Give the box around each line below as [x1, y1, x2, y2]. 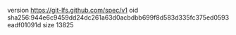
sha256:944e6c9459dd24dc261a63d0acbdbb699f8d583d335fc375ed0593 [7, 13, 230, 22]
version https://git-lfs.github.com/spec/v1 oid [7, 6, 139, 14]
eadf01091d [7, 21, 42, 29]
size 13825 [42, 21, 74, 29]
